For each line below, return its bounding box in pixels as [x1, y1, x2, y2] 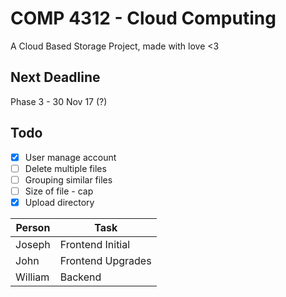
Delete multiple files [24, 162, 107, 174]
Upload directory [24, 196, 95, 208]
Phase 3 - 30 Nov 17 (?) [10, 95, 108, 107]
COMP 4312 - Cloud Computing [10, 7, 277, 30]
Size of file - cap [24, 185, 94, 197]
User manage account [24, 151, 117, 163]
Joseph [15, 237, 51, 251]
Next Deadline [10, 69, 101, 86]
